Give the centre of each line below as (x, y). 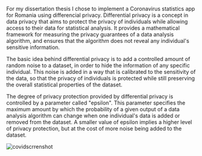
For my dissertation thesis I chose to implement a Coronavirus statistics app (101, 9)
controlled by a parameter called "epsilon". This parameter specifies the (96, 103)
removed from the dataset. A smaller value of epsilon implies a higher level (99, 122)
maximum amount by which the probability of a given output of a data (93, 109)
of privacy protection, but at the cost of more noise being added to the (94, 128)
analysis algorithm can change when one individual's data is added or (93, 115)
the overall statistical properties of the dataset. (64, 85)
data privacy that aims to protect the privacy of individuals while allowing (97, 21)
